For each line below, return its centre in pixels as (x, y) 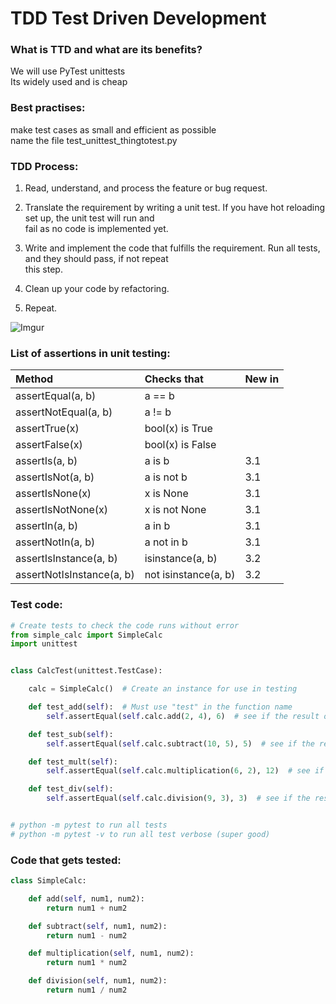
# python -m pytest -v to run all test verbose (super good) (140, 834)
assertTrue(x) (47, 429)
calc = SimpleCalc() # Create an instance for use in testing (163, 689)
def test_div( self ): (71, 789)
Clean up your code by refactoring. (97, 289)
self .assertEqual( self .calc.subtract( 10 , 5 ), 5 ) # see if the (180, 743)
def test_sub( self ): (71, 734)
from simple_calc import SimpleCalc (86, 635)
